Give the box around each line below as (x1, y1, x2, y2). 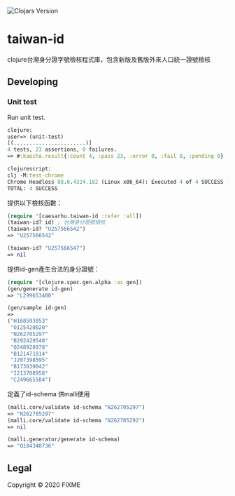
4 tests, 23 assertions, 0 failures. (7, 146, 117, 154)
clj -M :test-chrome (7, 172, 64, 179)
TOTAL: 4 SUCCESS (7, 185, 58, 192)
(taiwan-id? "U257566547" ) (7, 245, 86, 252)
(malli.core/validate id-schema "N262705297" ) (7, 403, 145, 410)
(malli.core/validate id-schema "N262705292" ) (7, 417, 145, 424)
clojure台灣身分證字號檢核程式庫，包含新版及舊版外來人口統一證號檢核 (7, 55, 211, 63)
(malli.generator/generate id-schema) (7, 436, 120, 443)
